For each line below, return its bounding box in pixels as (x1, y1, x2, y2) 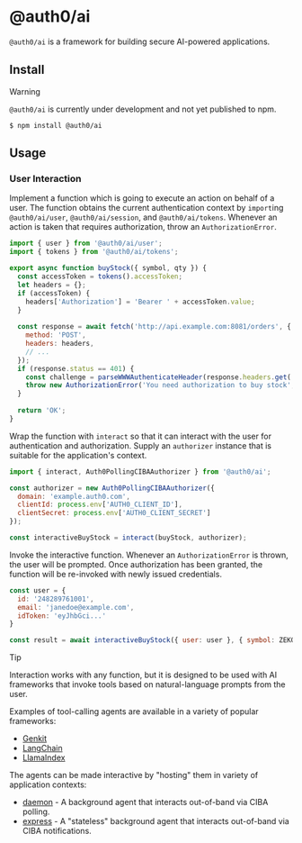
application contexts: (9, 779, 87, 790)
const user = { (9, 585, 67, 595)
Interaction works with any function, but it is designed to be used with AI (9, 669, 278, 681)
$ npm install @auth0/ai (9, 121, 102, 130)
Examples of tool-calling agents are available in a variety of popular (9, 706, 259, 717)
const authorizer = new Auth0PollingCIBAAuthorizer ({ (9, 484, 216, 493)
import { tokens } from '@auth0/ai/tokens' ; (9, 248, 179, 257)
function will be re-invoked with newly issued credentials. (9, 568, 223, 579)
